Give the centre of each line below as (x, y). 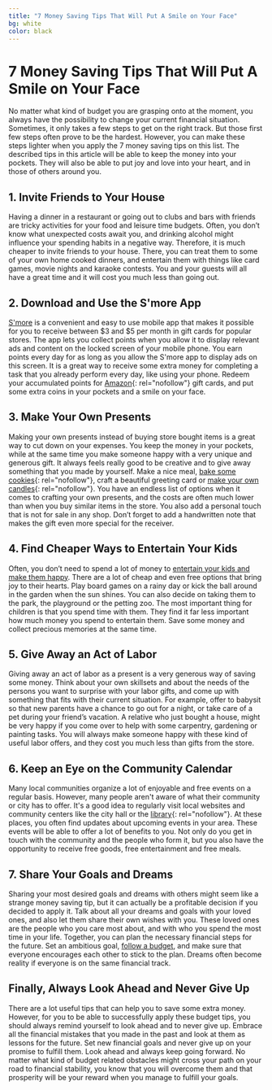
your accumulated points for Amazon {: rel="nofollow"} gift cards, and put (131, 382)
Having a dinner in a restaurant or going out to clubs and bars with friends (132, 217)
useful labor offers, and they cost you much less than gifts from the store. (131, 743)
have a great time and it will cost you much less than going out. (114, 277)
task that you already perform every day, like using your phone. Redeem (129, 374)
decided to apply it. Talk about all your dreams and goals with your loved (130, 911)
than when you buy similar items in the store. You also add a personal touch (135, 506)
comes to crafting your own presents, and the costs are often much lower (131, 497)
